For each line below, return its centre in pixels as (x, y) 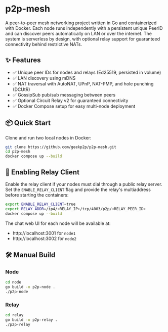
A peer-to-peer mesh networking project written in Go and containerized (81, 23)
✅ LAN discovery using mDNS (44, 78)
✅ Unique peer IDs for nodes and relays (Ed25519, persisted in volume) (87, 72)
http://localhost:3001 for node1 (44, 233)
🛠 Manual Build (30, 255)
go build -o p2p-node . (30, 287)
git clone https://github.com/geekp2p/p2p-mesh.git (61, 147)
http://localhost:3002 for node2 (45, 239)
